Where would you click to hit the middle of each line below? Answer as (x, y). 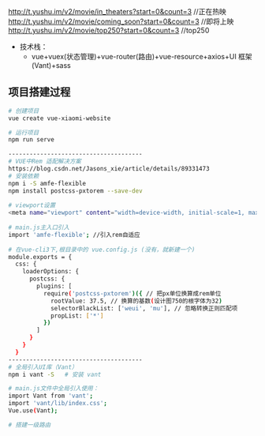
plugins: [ (54, 287)
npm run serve (32, 140)
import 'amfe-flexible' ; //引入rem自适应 (74, 235)
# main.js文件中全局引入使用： (54, 389)
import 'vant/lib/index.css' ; (58, 404)
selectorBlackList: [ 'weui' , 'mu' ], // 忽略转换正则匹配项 (144, 308)
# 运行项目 (24, 133)
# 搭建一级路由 (30, 425)
